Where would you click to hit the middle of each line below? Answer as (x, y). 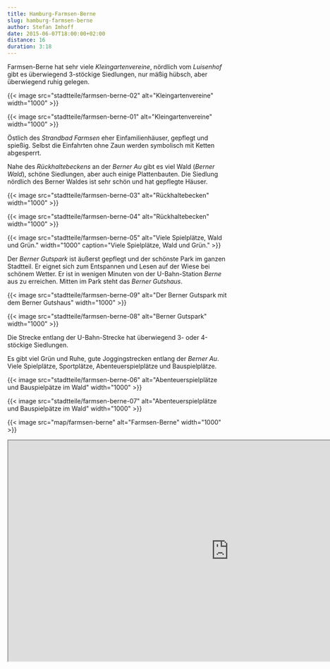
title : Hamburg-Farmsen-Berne (52, 14)
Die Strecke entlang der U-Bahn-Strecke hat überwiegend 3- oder (103, 337)
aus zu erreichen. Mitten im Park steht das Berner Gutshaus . (95, 281)
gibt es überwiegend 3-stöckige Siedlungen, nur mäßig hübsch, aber (108, 74)
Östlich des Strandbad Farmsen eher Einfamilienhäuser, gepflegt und (108, 138)
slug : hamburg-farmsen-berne (50, 20)
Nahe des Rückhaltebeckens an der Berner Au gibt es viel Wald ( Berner (111, 166)
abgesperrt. (24, 153)
